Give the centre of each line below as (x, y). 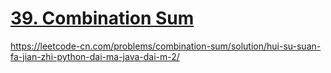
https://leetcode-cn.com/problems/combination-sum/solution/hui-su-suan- (166, 46)
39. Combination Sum (102, 18)
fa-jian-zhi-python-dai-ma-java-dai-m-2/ (95, 56)
